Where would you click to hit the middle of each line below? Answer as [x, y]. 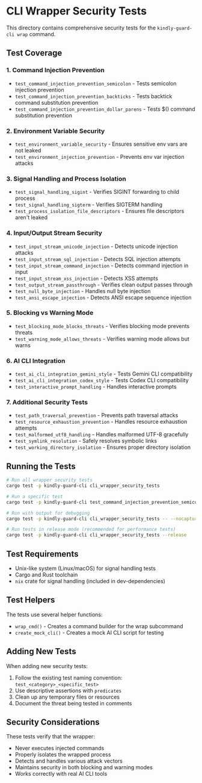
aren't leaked [31, 217]
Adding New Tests [41, 651]
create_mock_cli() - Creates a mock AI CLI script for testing [89, 633]
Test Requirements [42, 554]
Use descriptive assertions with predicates [68, 690]
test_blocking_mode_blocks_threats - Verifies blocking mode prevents [102, 326]
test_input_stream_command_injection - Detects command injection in [102, 265]
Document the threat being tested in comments [73, 703]
